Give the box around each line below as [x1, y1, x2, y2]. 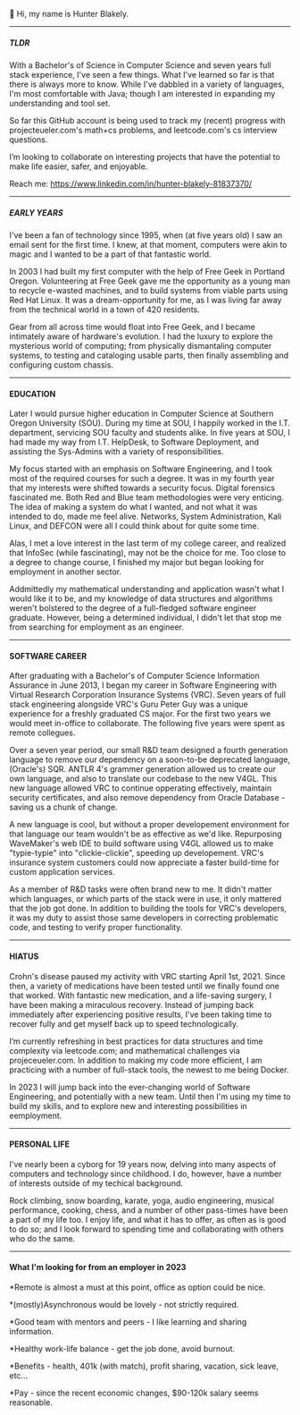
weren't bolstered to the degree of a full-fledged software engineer [9, 603, 257, 614]
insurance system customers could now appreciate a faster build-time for [9, 857, 279, 868]
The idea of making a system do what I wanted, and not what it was [9, 502, 258, 513]
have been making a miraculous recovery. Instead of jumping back [9, 999, 254, 1010]
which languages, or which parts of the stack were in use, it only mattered [9, 894, 282, 904]
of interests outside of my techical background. [9, 1177, 183, 1189]
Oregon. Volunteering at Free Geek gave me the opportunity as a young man [9, 275, 291, 286]
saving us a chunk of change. [9, 801, 118, 813]
